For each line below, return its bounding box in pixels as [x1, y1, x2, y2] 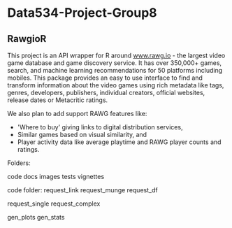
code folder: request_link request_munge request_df [7, 186, 159, 194]
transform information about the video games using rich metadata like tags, [7, 81, 224, 89]
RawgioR [7, 33, 47, 45]
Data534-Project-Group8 [7, 5, 157, 21]
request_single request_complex [7, 199, 101, 208]
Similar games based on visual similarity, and [17, 131, 147, 138]
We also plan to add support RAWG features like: [7, 110, 147, 117]
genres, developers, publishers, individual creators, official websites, [7, 89, 205, 97]
